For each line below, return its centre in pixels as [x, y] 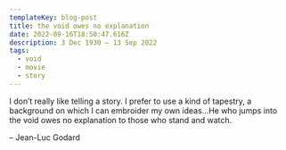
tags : [19, 51]
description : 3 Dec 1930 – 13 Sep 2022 [83, 42]
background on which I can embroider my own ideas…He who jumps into [143, 110]
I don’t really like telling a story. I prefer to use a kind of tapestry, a [131, 101]
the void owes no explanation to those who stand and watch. [121, 120]
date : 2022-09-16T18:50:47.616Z [69, 34]
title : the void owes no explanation [79, 26]
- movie [32, 68]
